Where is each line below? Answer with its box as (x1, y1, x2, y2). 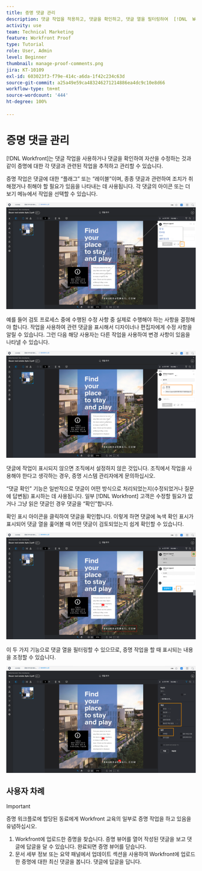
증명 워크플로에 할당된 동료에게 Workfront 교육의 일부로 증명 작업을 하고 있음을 (6, 815, 191, 822)
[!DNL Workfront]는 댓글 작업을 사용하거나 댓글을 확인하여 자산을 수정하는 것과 (6, 154, 192, 162)
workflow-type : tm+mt (6, 86, 61, 92)
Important (6, 802, 31, 810)
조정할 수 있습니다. (12, 654, 56, 661)
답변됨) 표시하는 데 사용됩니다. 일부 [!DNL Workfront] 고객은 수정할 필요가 (12, 492, 187, 499)
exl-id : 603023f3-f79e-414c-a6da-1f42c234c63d (6, 73, 125, 80)
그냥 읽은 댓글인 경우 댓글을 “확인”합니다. (17, 500, 114, 507)
